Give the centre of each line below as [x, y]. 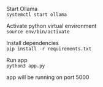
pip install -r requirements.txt [49, 49]
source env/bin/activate [38, 32]
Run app [17, 60]
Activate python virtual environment [51, 26]
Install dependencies [33, 43]
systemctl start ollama [37, 15]
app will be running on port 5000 [48, 77]
